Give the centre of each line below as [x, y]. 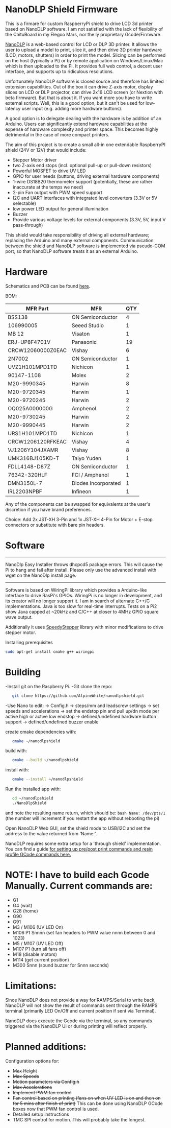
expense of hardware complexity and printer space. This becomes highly [82, 129]
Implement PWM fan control [42, 1092]
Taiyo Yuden [87, 458]
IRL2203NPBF [25, 491]
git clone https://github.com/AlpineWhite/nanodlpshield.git [78, 696]
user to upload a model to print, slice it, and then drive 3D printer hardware [84, 50]
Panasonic [84, 342]
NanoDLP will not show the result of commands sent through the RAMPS [81, 1005]
